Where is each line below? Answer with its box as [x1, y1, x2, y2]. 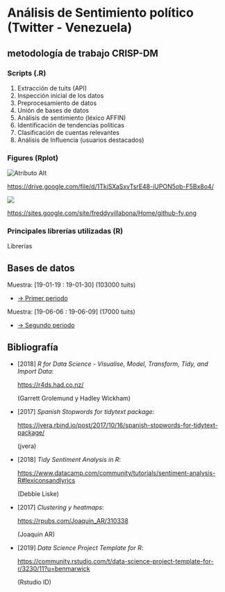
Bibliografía [7, 341, 59, 353]
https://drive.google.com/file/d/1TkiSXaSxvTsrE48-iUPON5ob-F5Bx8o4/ [7, 182, 214, 191]
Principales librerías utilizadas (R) [7, 226, 124, 236]
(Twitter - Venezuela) [7, 19, 133, 35]
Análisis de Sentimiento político [7, 5, 194, 21]
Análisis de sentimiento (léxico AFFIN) [17, 113, 126, 122]
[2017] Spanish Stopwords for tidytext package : [17, 408, 155, 416]
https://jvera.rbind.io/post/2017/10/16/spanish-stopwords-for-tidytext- [17, 421, 219, 429]
